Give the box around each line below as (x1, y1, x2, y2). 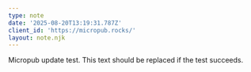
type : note (8, 11, 44, 20)
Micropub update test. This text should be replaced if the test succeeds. (8, 55, 244, 65)
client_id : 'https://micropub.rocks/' (8, 26, 136, 34)
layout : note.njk (8, 33, 66, 42)
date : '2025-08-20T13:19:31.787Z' (8, 19, 123, 27)
